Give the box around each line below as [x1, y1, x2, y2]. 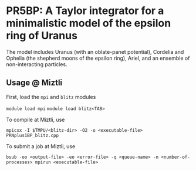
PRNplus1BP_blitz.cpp [6, 132, 59, 138]
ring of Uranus [6, 29, 78, 42]
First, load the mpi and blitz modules [6, 93, 96, 100]
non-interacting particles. [6, 60, 67, 68]
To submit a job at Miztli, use [6, 142, 76, 150]
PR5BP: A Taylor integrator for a [6, 4, 164, 18]
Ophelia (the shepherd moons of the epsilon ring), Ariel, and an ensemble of [6, 54, 190, 61]
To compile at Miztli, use [6, 116, 65, 123]
